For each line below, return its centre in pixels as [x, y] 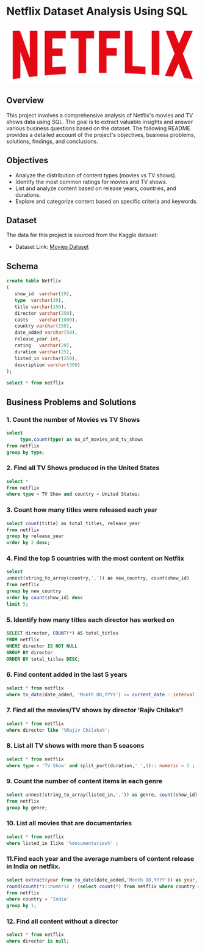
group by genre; [27, 808]
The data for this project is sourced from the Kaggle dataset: [82, 235]
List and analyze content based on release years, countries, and [96, 188]
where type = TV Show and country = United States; [73, 494]
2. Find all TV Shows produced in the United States [83, 468]
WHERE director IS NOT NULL [42, 646]
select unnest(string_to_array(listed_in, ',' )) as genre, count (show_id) [102, 795]
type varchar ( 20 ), [39, 300]
